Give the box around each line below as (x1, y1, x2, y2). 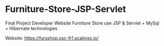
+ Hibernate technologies (5, 25, 57, 31)
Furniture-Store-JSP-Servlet (5, 3, 126, 15)
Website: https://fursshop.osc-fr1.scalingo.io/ (5, 35, 99, 41)
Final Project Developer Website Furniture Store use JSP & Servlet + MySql (5, 20, 159, 26)
